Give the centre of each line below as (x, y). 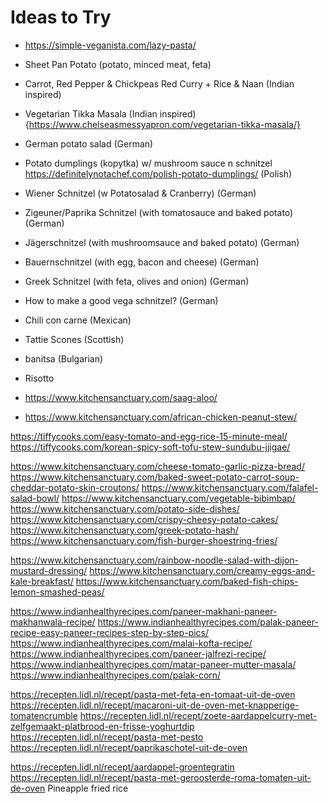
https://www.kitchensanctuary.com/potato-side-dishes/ (125, 508)
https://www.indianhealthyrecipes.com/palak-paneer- (208, 622)
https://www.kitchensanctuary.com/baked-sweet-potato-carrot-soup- (155, 477)
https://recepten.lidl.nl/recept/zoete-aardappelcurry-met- (198, 715)
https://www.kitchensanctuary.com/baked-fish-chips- (187, 581)
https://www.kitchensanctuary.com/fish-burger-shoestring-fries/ (144, 540)
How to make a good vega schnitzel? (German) (121, 300)
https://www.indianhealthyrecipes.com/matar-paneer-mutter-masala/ (153, 664)
